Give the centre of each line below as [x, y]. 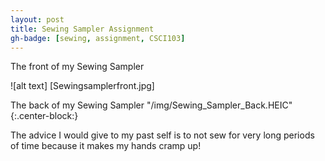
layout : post [37, 19]
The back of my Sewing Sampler [77, 105]
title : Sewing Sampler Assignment [82, 29]
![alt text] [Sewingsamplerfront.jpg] [82, 86]
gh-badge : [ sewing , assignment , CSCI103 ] [98, 38]
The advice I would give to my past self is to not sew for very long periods [162, 135]
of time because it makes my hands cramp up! [106, 146]
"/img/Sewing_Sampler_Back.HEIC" [219, 105]
